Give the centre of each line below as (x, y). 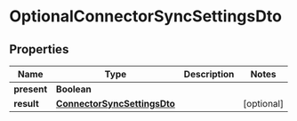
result (27, 104)
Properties (39, 49)
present (31, 89)
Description (209, 74)
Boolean (74, 89)
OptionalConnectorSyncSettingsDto (146, 16)
